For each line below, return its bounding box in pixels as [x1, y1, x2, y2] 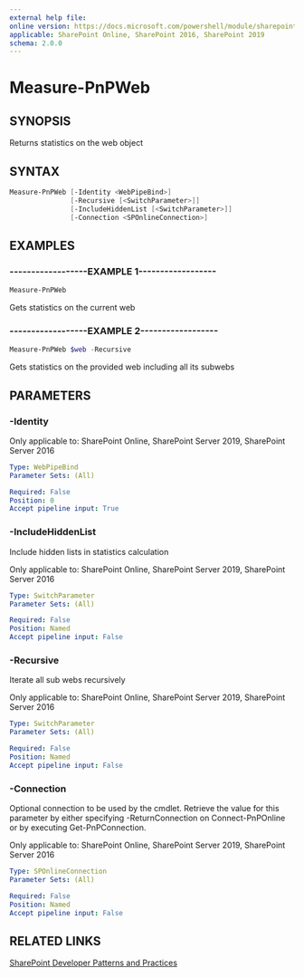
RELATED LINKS [9, 934, 101, 949]
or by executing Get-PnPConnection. [9, 822, 147, 833]
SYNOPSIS [9, 113, 71, 129]
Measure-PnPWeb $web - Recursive [9, 345, 131, 354]
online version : [9, 22, 71, 31]
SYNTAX [9, 164, 61, 179]
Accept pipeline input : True [9, 504, 119, 513]
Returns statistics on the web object [9, 138, 144, 148]
